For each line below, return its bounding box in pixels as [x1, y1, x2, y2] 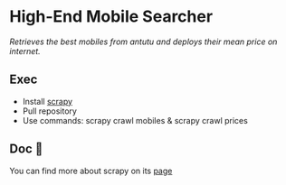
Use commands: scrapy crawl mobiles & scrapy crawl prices [22, 115, 249, 125]
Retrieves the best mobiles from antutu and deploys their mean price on [9, 36, 278, 47]
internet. [9, 45, 41, 56]
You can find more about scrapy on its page [9, 165, 173, 176]
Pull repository [22, 106, 77, 116]
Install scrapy [22, 96, 73, 106]
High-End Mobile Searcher [9, 6, 214, 27]
